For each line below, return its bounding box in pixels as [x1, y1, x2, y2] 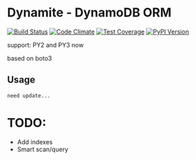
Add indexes [17, 137, 53, 146]
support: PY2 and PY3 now [7, 41, 84, 49]
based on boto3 [7, 54, 52, 62]
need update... [7, 92, 51, 99]
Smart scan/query [17, 145, 69, 153]
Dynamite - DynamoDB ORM [7, 5, 172, 21]
